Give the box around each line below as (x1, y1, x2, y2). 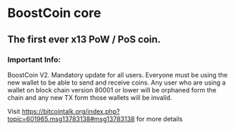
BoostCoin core (7, 5, 101, 21)
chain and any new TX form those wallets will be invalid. (7, 93, 173, 102)
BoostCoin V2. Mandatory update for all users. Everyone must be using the (7, 70, 228, 79)
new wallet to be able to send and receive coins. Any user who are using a (7, 78, 226, 87)
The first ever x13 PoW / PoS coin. (7, 33, 161, 45)
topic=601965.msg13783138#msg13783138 (7, 114, 135, 123)
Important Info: (7, 55, 61, 65)
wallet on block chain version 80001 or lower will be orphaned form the (7, 85, 216, 94)
